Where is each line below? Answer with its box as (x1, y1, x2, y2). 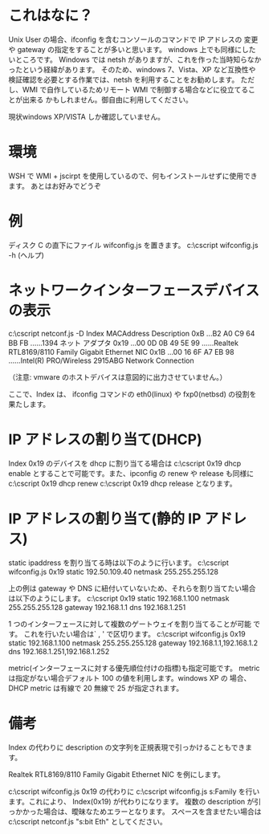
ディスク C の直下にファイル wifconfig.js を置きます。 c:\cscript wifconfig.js (8, 240, 259, 250)
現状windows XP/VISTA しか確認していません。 (8, 112, 165, 121)
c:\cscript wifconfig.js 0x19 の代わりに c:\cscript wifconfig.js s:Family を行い (8, 787, 260, 796)
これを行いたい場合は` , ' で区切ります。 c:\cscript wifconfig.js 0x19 (23, 629, 247, 638)
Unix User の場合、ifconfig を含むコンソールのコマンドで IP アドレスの (8, 35, 243, 44)
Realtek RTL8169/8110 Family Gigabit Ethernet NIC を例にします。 (8, 769, 225, 779)
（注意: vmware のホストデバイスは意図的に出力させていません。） (8, 372, 227, 381)
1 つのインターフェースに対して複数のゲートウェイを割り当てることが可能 (8, 619, 251, 629)
